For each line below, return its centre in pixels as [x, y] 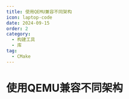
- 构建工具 [24, 40]
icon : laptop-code [29, 17]
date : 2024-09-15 [28, 23]
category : [19, 34]
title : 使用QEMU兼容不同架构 [39, 12]
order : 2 [17, 28]
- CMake [21, 56]
